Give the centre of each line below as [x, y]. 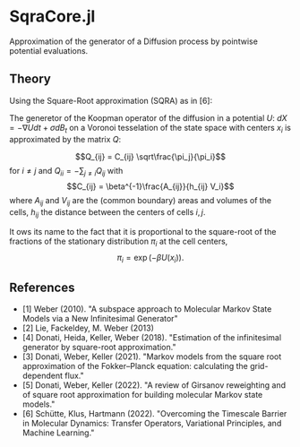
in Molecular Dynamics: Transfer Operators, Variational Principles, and [152, 424]
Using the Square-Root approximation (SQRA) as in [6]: [111, 100]
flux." [74, 376]
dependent [43, 376]
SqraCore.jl [52, 17]
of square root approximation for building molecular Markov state [142, 395]
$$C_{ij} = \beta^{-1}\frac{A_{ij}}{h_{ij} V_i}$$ [150, 186]
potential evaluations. [49, 50]
